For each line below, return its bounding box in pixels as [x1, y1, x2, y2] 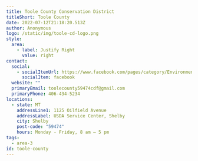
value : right [21, 52, 54, 58]
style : [6, 36, 22, 42]
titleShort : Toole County [6, 14, 70, 20]
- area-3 [11, 140, 33, 146]
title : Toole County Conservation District [6, 8, 115, 15]
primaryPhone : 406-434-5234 [11, 91, 81, 97]
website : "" [11, 80, 41, 86]
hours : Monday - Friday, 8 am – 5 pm [16, 129, 110, 136]
